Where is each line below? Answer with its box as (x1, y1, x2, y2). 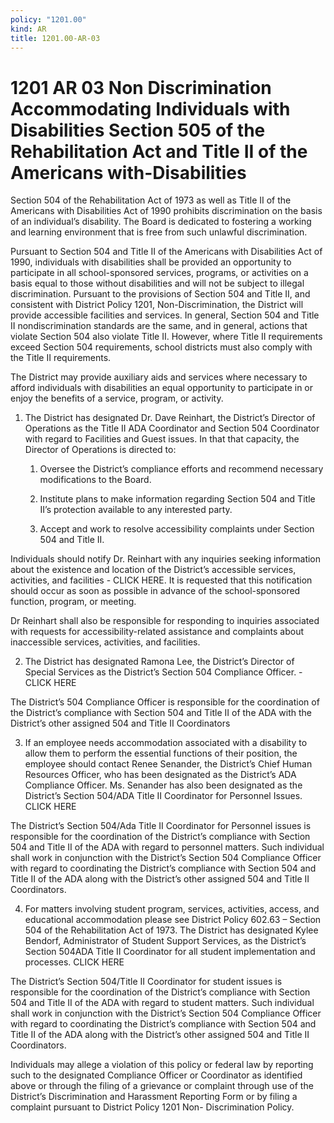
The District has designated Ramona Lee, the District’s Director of (24, 656, 295, 668)
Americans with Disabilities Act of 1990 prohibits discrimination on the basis (10, 205, 323, 217)
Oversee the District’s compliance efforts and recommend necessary (39, 463, 324, 475)
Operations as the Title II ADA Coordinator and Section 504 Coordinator (24, 422, 320, 435)
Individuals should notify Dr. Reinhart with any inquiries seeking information (10, 553, 322, 565)
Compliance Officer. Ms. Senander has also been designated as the (24, 779, 303, 791)
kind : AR (10, 24, 47, 34)
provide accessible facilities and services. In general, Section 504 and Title (10, 309, 320, 321)
